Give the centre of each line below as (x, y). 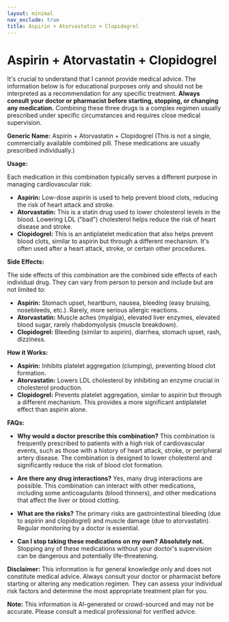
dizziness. (31, 339)
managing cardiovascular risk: (50, 184)
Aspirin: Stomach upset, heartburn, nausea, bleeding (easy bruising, (114, 303)
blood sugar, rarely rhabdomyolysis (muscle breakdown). (97, 325)
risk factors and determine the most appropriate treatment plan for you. (108, 591)
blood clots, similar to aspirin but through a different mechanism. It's (113, 241)
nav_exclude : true (33, 20)
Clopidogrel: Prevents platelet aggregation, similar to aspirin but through (119, 395)
